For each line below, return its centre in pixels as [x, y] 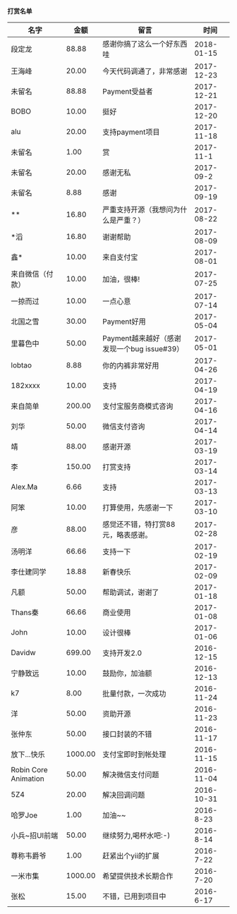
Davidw [24, 653]
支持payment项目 [131, 132]
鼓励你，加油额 [127, 673]
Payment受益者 [127, 91]
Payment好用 [124, 322]
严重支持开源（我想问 [138, 209]
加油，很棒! [121, 279]
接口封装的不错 [127, 734]
